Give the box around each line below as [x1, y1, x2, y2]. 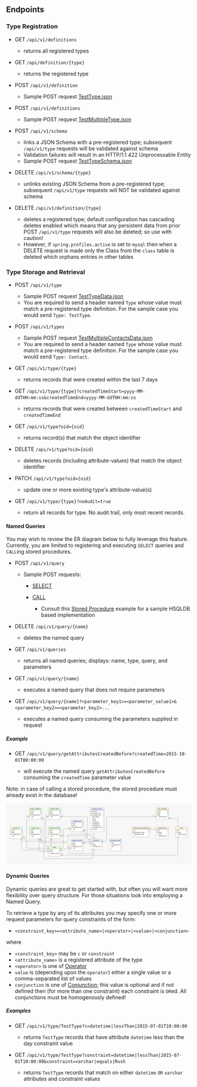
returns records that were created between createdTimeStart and [23, 405, 182, 412]
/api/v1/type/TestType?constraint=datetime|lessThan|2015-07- [26, 1052, 182, 1058]
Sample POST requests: [23, 571, 81, 578]
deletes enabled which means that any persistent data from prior [23, 222, 181, 229]
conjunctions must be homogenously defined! [14, 993, 126, 1001]
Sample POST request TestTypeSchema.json [23, 157, 132, 164]
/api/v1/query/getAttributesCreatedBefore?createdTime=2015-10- [26, 751, 188, 757]
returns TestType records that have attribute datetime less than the [23, 1033, 185, 1040]
